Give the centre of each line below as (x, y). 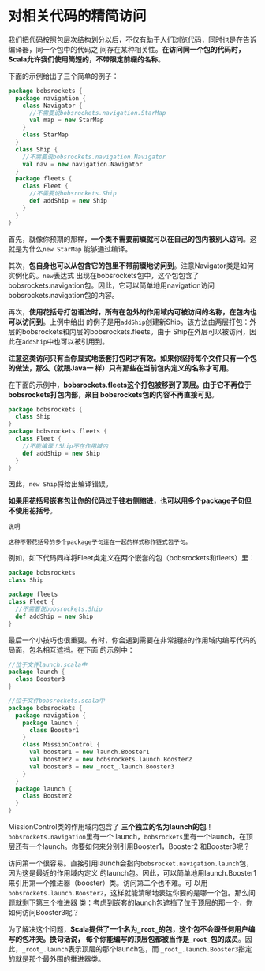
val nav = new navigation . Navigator (83, 164)
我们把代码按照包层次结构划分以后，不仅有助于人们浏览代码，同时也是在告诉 (132, 39)
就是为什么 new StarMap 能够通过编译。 (70, 248)
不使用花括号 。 (32, 511)
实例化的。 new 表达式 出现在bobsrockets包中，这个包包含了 (104, 275)
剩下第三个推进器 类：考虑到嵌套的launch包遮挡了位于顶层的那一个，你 (138, 902)
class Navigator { (52, 106)
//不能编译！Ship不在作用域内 (65, 446)
